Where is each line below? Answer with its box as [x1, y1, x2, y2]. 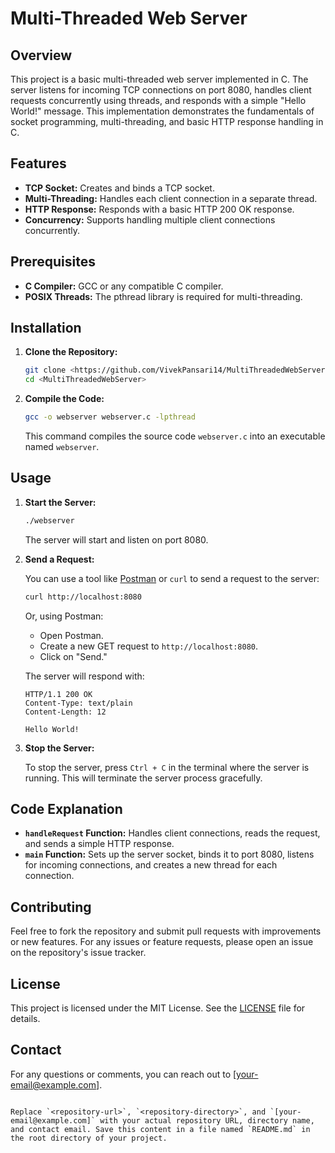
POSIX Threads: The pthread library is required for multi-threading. [24, 290, 303, 302]
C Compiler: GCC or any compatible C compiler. [24, 280, 224, 292]
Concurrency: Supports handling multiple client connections [24, 213, 276, 226]
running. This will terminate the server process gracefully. [24, 772, 263, 784]
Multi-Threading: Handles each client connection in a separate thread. [24, 192, 318, 204]
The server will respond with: [24, 670, 145, 682]
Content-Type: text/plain [24, 698, 133, 708]
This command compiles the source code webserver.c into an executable [24, 430, 326, 442]
